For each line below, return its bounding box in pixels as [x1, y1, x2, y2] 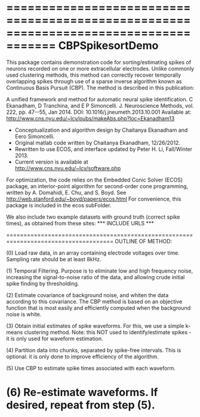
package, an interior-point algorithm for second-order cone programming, [6, 182, 189, 189]
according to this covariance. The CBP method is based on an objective [6, 298, 183, 305]
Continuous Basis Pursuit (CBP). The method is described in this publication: [6, 84, 195, 91]
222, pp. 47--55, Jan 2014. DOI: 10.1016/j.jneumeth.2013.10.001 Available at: [6, 108, 192, 116]
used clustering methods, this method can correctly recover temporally [6, 71, 181, 78]
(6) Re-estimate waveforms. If [6, 386, 158, 399]
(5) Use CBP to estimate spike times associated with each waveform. [6, 364, 176, 371]
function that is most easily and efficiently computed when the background [6, 304, 191, 312]
